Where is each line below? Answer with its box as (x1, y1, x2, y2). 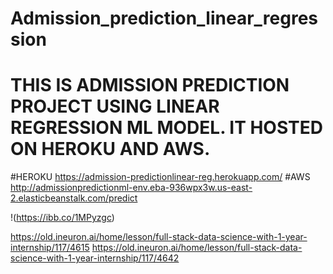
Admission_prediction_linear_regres (10, 7, 319, 30)
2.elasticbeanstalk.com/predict (10, 192, 138, 204)
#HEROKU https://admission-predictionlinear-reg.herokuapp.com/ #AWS (10, 171, 311, 183)
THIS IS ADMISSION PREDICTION (10, 74, 290, 97)
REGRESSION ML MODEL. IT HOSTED (10, 117, 323, 139)
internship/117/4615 (10, 242, 90, 254)
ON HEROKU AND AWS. (10, 138, 211, 161)
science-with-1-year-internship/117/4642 (10, 252, 180, 264)
